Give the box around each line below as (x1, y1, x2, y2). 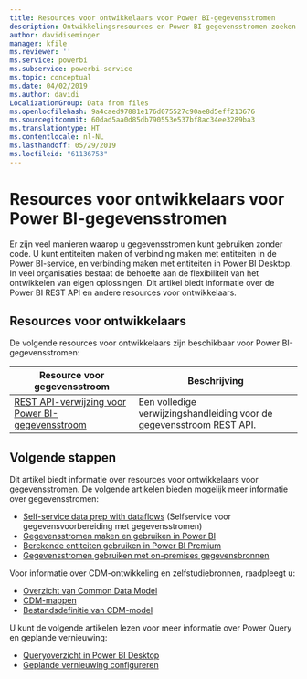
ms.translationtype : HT (9, 124, 101, 133)
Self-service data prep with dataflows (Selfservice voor (22, 511, 231, 522)
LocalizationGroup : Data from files (9, 98, 149, 108)
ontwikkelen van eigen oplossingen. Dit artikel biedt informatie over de (9, 277, 275, 288)
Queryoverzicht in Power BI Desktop (22, 650, 160, 661)
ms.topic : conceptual (9, 73, 92, 82)
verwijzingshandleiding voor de (138, 408, 273, 420)
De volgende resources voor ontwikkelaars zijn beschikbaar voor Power (9, 337, 281, 348)
